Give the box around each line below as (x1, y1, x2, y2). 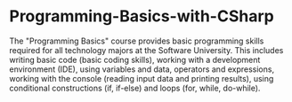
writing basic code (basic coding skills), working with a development (9, 54, 261, 65)
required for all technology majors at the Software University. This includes (9, 44, 284, 55)
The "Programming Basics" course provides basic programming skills (9, 35, 264, 46)
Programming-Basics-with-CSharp (9, 6, 274, 27)
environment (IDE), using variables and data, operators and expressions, (9, 64, 274, 75)
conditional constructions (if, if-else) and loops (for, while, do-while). (9, 82, 261, 93)
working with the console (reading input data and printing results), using (9, 73, 274, 83)
